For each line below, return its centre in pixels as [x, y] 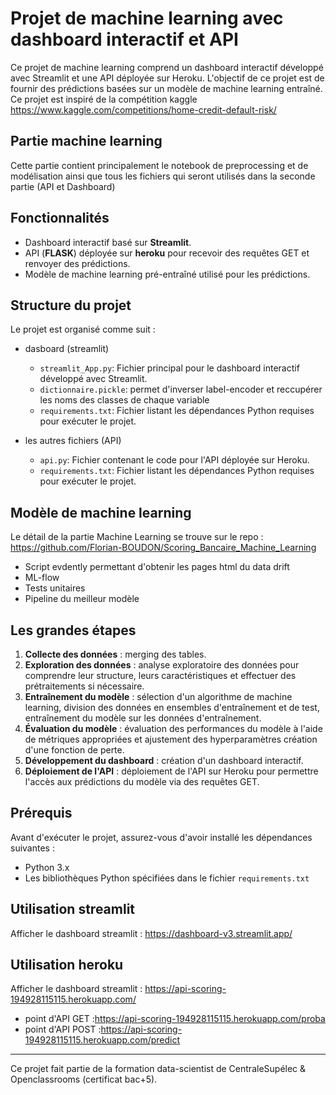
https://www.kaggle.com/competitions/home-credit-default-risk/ [143, 109]
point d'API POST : [63, 1029]
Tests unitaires [55, 588]
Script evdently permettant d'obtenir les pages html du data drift [157, 567]
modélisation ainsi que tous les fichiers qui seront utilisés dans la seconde [163, 176]
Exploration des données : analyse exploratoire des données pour [162, 665]
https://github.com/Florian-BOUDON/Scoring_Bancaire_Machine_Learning [163, 548]
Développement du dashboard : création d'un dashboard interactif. [164, 760]
